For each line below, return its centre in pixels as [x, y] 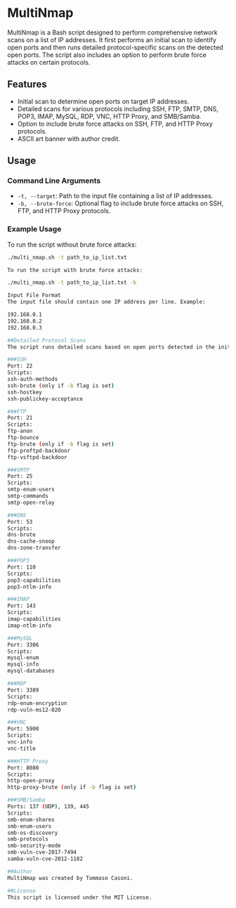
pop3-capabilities [34, 580]
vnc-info [20, 742]
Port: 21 [20, 418]
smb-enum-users [29, 826]
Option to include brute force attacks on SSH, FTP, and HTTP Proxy [115, 124]
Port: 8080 [23, 767]
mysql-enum [23, 658]
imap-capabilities [34, 619]
